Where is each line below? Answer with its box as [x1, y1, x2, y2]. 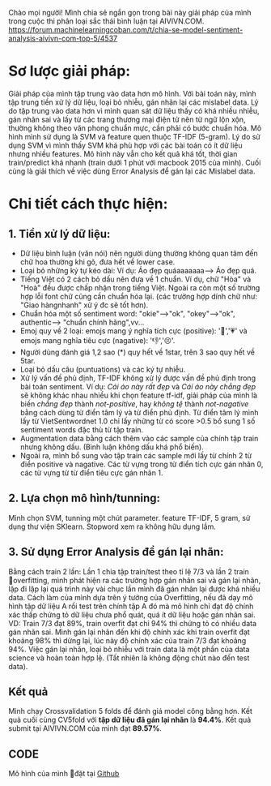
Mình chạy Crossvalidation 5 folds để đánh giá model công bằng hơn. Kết [8, 707, 252, 716]
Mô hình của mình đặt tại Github [8, 769, 120, 779]
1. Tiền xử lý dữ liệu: [8, 227, 111, 241]
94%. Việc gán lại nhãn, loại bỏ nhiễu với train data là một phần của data [8, 644, 250, 654]
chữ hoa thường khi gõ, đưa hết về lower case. [19, 256, 176, 267]
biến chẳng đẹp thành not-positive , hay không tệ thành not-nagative [19, 398, 249, 409]
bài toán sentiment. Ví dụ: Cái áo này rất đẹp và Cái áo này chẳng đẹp [19, 381, 256, 391]
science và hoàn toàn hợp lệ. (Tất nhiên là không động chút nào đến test [8, 653, 250, 663]
